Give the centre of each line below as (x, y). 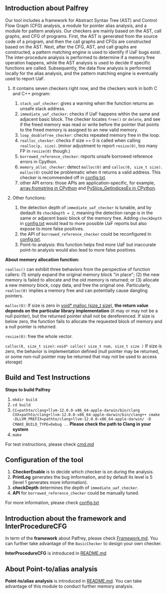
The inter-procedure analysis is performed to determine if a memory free (80, 57)
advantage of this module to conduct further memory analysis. (69, 587)
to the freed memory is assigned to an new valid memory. (79, 130)
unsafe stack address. (43, 108)
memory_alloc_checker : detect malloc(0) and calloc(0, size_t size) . (91, 167)
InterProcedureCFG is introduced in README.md (56, 553)
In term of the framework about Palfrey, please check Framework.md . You (82, 538)
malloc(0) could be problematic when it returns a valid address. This (90, 172)
